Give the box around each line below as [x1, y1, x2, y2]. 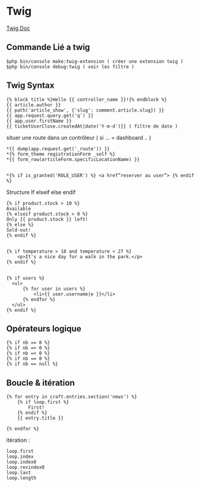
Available [6, 206, 32, 212]
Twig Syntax [6, 81, 55, 91]
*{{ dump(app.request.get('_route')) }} [6, 145, 111, 152]
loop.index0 [6, 459, 36, 465]
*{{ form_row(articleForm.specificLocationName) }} [6, 156, 140, 162]
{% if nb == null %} [6, 361, 59, 367]
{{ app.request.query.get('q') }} [6, 112, 94, 118]
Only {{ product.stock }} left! [6, 216, 88, 222]
